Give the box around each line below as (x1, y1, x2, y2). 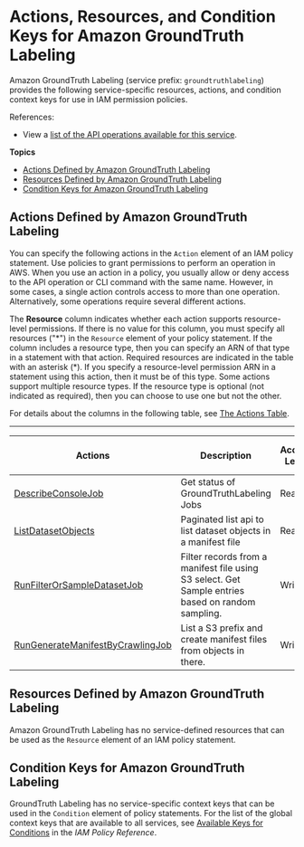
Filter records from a (180, 550, 268, 563)
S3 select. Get (180, 573, 242, 585)
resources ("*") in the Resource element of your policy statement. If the (9, 332, 273, 343)
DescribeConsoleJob (14, 487, 104, 500)
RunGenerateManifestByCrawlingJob (14, 638, 172, 651)
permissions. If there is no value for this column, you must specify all (28, 323, 285, 334)
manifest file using (180, 561, 260, 574)
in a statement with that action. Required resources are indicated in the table (9, 351, 294, 363)
